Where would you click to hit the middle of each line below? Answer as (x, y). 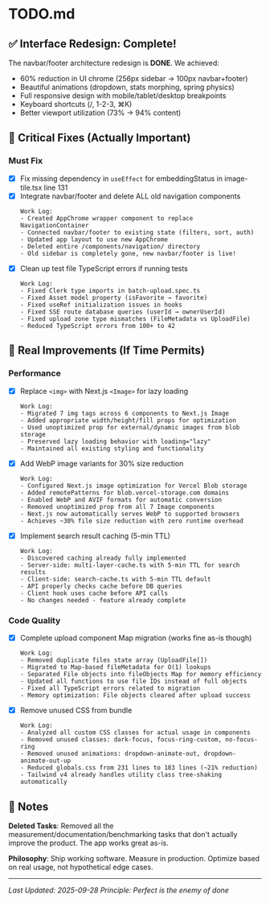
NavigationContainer (54, 225)
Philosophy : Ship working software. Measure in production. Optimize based (134, 858)
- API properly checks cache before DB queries (101, 586)
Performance (35, 373)
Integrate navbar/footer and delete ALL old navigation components (130, 196)
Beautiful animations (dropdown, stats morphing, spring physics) (127, 87)
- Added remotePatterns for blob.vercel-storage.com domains (125, 493)
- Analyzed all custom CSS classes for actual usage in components (135, 733)
